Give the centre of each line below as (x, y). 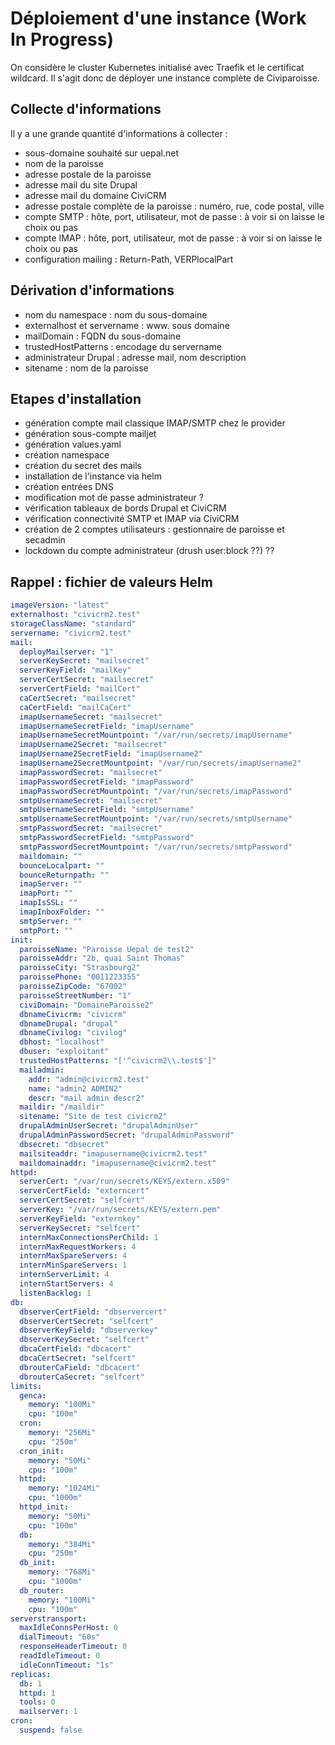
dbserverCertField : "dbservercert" (93, 1312)
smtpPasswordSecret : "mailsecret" (91, 828)
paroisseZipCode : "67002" (73, 987)
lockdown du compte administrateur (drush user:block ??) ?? (149, 551)
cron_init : (42, 1451)
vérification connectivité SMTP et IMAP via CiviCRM (132, 519)
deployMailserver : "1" (66, 652)
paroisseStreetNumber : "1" (75, 995)
